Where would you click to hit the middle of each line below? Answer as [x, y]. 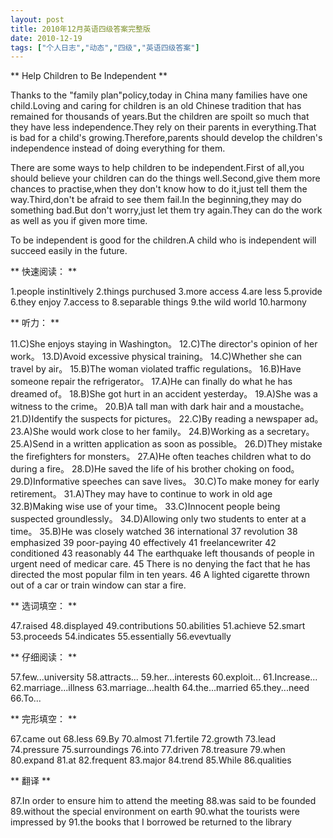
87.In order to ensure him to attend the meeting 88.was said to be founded [163, 801]
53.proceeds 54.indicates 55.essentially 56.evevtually [121, 637]
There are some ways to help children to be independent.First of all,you [157, 168]
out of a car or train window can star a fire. [98, 585]
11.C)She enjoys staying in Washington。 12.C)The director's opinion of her [164, 344]
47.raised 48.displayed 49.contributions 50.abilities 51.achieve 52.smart [158, 626]
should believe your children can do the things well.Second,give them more [165, 178]
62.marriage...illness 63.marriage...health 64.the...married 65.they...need [160, 688]
